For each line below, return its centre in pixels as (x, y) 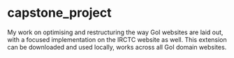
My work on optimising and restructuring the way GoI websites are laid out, (115, 32)
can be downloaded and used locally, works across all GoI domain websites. (117, 47)
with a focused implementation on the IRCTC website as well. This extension (117, 39)
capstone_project (59, 13)
